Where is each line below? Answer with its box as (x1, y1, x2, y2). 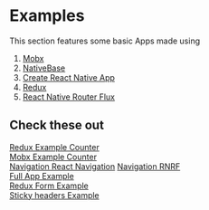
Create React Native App (22, 72, 116, 82)
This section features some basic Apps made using (9, 35, 201, 46)
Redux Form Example (9, 180, 89, 191)
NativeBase (22, 62, 66, 73)
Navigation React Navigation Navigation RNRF (9, 160, 181, 172)
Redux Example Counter (9, 141, 100, 152)
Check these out (9, 118, 104, 133)
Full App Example (9, 170, 74, 181)
